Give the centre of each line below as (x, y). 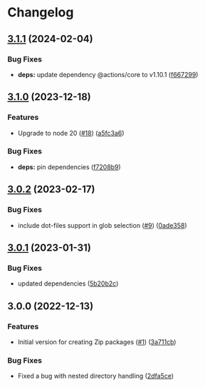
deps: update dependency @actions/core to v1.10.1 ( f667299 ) (108, 74)
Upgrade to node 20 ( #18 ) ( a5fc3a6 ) (71, 133)
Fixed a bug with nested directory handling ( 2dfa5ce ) (96, 376)
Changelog (41, 12)
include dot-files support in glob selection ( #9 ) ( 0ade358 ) (102, 225)
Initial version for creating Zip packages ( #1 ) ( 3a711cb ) (97, 342)
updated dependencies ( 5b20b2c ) (68, 283)
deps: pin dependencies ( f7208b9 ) (69, 167)
